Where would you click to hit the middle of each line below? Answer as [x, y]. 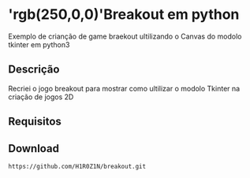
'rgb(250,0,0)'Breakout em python [124, 15]
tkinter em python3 [39, 44]
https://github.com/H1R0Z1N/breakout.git [77, 166]
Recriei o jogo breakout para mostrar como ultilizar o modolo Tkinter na [124, 88]
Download [34, 148]
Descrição [34, 70]
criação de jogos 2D [41, 97]
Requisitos [35, 122]
